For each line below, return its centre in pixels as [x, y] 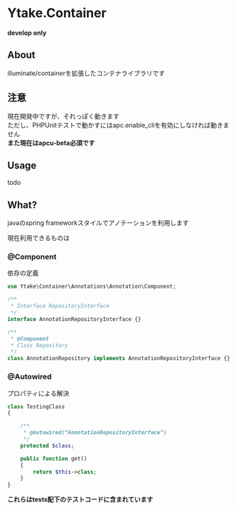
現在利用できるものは [38, 238]
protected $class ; [47, 445]
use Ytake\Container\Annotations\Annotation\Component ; [92, 287]
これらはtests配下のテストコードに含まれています [80, 499]
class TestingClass [36, 406]
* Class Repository [39, 345]
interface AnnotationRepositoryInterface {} [74, 319]
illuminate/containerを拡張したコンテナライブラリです [86, 73]
